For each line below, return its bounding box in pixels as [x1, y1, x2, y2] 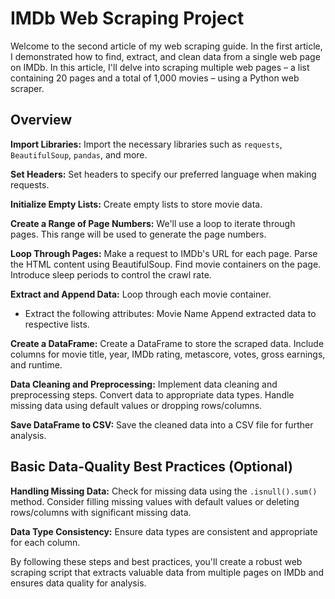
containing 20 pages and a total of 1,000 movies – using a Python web [10, 72, 300, 84]
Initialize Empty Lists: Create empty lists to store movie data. [10, 198, 263, 210]
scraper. [10, 82, 45, 94]
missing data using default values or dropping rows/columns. [10, 399, 263, 411]
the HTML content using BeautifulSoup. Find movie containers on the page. [10, 258, 322, 270]
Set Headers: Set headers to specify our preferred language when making [10, 168, 317, 180]
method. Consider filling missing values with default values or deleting [10, 495, 300, 507]
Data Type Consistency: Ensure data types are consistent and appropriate [10, 525, 318, 537]
